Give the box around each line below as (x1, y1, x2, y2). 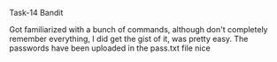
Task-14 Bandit (9, 8, 64, 17)
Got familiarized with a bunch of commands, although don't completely (9, 24, 268, 34)
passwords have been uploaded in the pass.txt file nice (9, 43, 211, 53)
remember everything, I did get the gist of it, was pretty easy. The (9, 34, 249, 44)
